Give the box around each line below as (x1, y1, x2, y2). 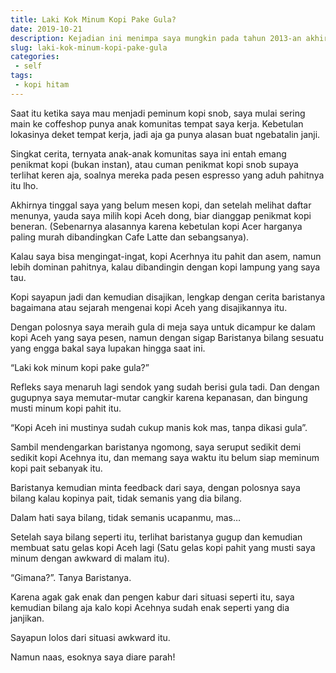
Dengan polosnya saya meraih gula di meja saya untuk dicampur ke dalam (10, 321, 316, 333)
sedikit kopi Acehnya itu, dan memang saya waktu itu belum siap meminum (10, 451, 320, 463)
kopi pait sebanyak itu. (10, 462, 103, 474)
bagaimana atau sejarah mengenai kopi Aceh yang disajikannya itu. (10, 301, 288, 313)
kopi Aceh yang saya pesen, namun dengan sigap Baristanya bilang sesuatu (10, 331, 324, 343)
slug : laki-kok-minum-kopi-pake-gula (10, 42, 168, 53)
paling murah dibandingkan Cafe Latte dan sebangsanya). (10, 231, 250, 243)
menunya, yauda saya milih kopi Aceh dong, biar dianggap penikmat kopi (10, 209, 312, 221)
